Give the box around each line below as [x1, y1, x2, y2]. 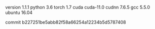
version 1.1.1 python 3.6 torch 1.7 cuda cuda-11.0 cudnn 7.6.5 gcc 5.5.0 [5, 4, 150, 10]
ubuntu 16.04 [5, 9, 33, 15]
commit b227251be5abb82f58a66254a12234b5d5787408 [5, 19, 127, 25]
